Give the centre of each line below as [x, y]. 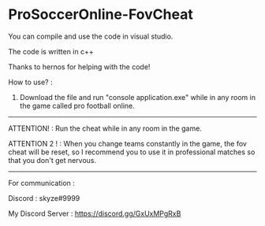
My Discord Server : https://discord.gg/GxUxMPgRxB [95, 213]
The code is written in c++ [51, 51]
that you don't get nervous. [52, 160]
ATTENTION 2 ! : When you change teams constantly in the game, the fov [127, 143]
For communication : [41, 183]
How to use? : [30, 82]
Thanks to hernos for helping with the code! [79, 67]
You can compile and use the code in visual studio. [91, 36]
